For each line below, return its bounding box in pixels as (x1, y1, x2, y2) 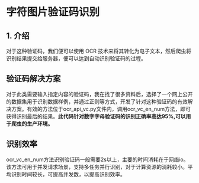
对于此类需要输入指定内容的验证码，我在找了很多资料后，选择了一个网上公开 (6, 90, 193, 97)
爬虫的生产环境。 (11, 120, 53, 127)
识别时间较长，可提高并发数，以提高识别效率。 (11, 171, 126, 178)
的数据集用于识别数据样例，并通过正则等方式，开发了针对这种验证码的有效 (6, 98, 188, 105)
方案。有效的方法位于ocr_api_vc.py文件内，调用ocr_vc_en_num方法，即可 (11, 105, 191, 112)
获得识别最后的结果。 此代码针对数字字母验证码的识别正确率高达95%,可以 (6, 113, 186, 120)
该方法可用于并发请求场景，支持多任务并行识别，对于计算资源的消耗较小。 (6, 163, 188, 170)
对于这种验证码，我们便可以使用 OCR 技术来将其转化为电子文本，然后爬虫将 (6, 48, 191, 54)
